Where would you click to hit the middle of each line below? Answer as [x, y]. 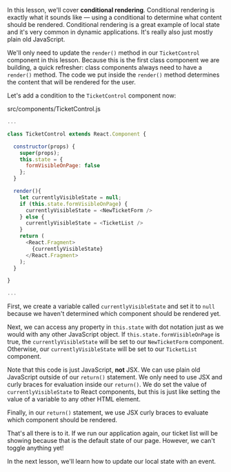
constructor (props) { [44, 147]
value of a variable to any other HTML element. [74, 399]
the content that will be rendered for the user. [71, 82]
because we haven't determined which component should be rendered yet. [114, 314]
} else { [32, 217]
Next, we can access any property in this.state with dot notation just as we [115, 327]
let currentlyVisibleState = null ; [71, 197]
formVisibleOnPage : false [62, 166]
